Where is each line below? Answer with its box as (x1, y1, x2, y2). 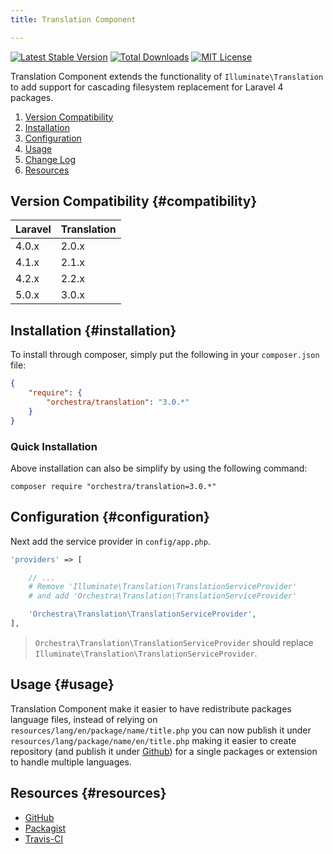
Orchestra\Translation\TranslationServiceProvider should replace (34, 636, 314, 648)
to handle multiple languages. (10, 756, 132, 768)
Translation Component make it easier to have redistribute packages (10, 702, 292, 715)
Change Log (24, 153, 77, 165)
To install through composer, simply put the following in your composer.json (10, 349, 320, 361)
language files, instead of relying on (10, 713, 158, 725)
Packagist (24, 822, 67, 834)
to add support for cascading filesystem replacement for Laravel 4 (10, 81, 284, 93)
